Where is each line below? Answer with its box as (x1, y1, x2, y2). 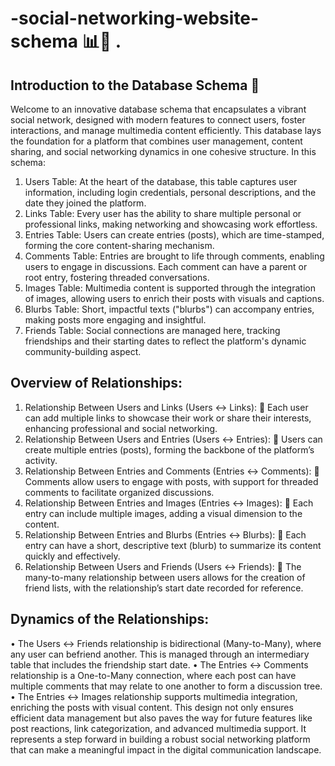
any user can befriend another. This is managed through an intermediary (10, 648, 310, 660)
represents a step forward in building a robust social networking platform (10, 733, 311, 745)
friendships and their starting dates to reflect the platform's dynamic (24, 335, 307, 347)
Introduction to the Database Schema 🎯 (10, 77, 260, 94)
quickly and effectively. (24, 550, 121, 562)
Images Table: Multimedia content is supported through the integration (24, 282, 316, 294)
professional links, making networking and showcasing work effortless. (24, 218, 318, 230)
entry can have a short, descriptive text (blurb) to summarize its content (24, 539, 322, 551)
